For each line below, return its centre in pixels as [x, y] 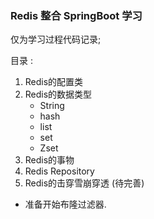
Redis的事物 [49, 160]
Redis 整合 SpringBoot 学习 [76, 15]
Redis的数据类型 [58, 94]
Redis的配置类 [54, 82]
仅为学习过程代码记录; [56, 39]
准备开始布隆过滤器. [65, 204]
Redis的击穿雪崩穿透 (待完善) [84, 183]
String [52, 106]
